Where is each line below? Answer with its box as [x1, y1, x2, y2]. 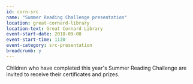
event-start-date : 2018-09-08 [6, 31, 82, 37]
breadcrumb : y [6, 48, 42, 54]
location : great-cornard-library [6, 20, 90, 26]
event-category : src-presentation [6, 43, 93, 49]
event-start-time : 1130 [6, 37, 66, 43]
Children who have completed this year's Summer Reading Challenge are [6, 64, 187, 71]
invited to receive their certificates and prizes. [6, 70, 120, 78]
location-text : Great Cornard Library [6, 25, 103, 32]
